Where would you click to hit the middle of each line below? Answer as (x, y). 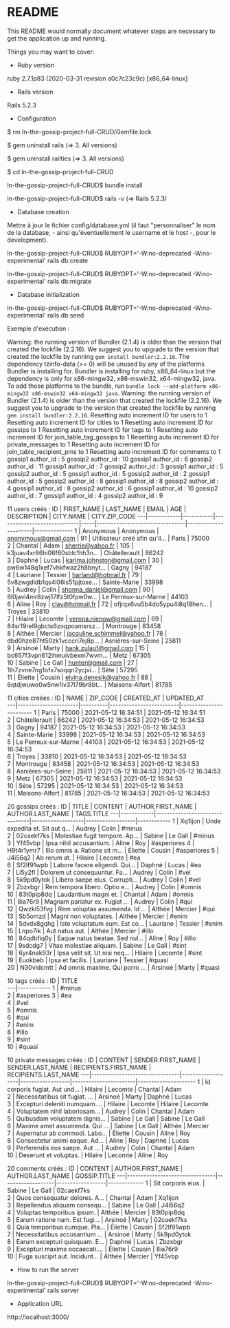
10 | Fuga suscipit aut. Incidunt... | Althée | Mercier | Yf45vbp (93, 1256)
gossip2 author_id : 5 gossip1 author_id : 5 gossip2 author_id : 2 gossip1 (108, 473)
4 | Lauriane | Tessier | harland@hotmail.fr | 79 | (75, 574)
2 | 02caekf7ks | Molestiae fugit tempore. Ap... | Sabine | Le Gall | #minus (111, 836)
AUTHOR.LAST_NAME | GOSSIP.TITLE (61, 1176)
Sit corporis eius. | (179, 1183)
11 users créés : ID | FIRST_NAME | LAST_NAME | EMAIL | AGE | (97, 509)
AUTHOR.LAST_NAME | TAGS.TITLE (58, 813)
